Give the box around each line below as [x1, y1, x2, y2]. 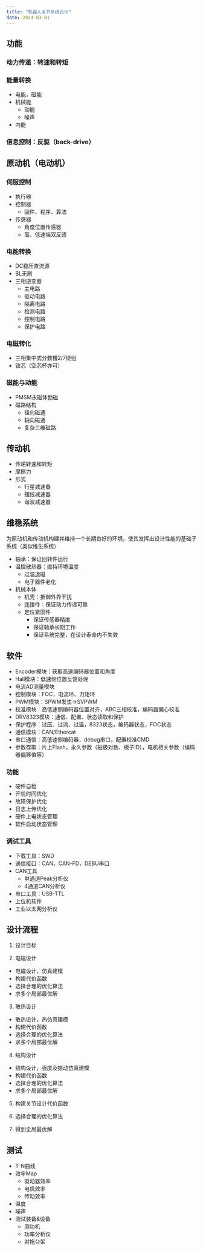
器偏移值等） [14, 751, 47, 758]
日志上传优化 [14, 805, 47, 812]
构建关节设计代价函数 [14, 1100, 68, 1107]
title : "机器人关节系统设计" [6, 8, 71, 15]
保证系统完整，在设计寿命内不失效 [33, 631, 118, 639]
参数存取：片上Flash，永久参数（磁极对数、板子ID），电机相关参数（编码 [14, 743, 195, 751]
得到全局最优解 [14, 1126, 53, 1133]
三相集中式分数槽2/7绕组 [14, 354, 77, 362]
